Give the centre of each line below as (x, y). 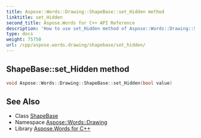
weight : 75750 (24, 39)
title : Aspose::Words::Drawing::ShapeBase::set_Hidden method (85, 12)
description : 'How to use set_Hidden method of (67, 28)
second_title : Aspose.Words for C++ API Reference (71, 23)
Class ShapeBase (36, 116)
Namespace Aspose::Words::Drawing (61, 122)
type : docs (20, 34)
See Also (23, 101)
